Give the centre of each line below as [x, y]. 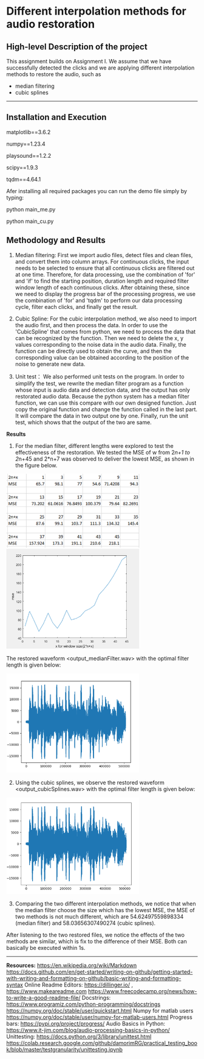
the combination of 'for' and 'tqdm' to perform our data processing [98, 300]
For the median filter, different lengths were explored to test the [94, 445]
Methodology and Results [56, 240]
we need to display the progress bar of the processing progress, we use [105, 294]
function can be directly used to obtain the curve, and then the [93, 351]
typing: [15, 197]
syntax [15, 985]
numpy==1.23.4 [26, 144]
